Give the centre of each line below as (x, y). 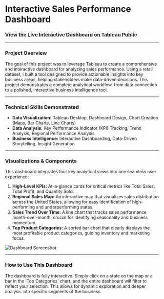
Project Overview (26, 53)
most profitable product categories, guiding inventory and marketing (81, 233)
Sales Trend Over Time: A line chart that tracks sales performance (79, 212)
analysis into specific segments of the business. (53, 291)
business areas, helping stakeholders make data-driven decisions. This (76, 79)
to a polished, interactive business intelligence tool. (57, 90)
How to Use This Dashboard (39, 265)
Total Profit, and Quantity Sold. (43, 191)
